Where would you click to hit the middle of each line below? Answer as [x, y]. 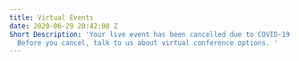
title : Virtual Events [51, 17]
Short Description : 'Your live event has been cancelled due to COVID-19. [152, 34]
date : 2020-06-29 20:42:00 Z [64, 26]
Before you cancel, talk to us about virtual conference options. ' [148, 43]
